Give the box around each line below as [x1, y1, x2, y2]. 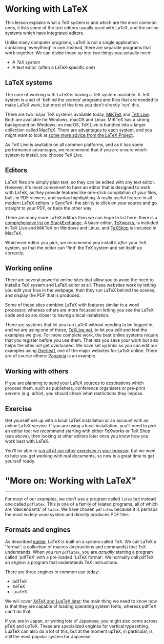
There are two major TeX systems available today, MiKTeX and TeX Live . [5, 111, 150, 117]
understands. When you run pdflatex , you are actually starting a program [5, 549, 153, 555]
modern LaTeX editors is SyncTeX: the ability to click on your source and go [5, 200, 157, 206]
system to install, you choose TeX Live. [5, 152, 83, 158]
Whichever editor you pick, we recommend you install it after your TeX [5, 239, 147, 245]
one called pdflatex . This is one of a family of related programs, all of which [5, 501, 158, 507]
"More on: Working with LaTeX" [5, 475, 137, 486]
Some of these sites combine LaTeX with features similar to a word [5, 302, 139, 308]
